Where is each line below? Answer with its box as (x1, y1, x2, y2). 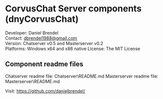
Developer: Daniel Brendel (5, 30, 58, 36)
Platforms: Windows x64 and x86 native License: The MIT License (5, 46, 140, 51)
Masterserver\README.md (5, 78, 60, 84)
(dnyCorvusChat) (5, 13, 79, 25)
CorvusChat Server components (5, 3, 142, 14)
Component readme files (5, 60, 84, 68)
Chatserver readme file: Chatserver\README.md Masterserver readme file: (5, 73, 159, 79)
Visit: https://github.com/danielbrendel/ (5, 88, 86, 94)
